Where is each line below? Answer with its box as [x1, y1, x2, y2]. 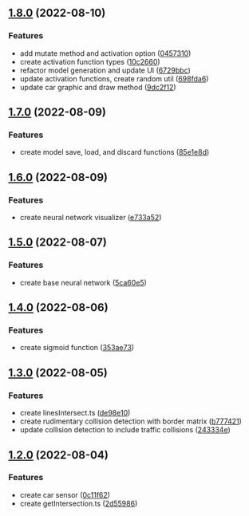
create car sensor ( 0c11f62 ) [19, 490, 110, 499]
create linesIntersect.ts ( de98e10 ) [19, 408, 131, 418]
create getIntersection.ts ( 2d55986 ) [19, 498, 138, 508]
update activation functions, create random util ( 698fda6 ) [19, 73, 209, 83]
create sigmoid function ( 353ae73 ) [19, 343, 134, 353]
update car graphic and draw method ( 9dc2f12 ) [19, 82, 177, 92]
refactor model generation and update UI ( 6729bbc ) [19, 65, 192, 75]
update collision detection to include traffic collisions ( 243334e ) [19, 425, 231, 435]
